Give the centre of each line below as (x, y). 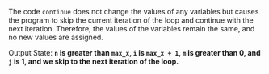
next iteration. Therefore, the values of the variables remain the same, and (132, 29)
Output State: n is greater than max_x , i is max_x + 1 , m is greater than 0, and (134, 53)
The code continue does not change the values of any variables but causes (134, 12)
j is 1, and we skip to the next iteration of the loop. (94, 61)
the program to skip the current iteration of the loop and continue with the (131, 20)
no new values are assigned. (56, 37)
